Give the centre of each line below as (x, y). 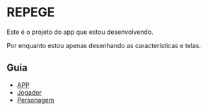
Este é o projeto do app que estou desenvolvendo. (80, 32)
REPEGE (31, 12)
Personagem (35, 100)
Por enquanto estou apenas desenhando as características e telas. (104, 45)
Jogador (29, 92)
